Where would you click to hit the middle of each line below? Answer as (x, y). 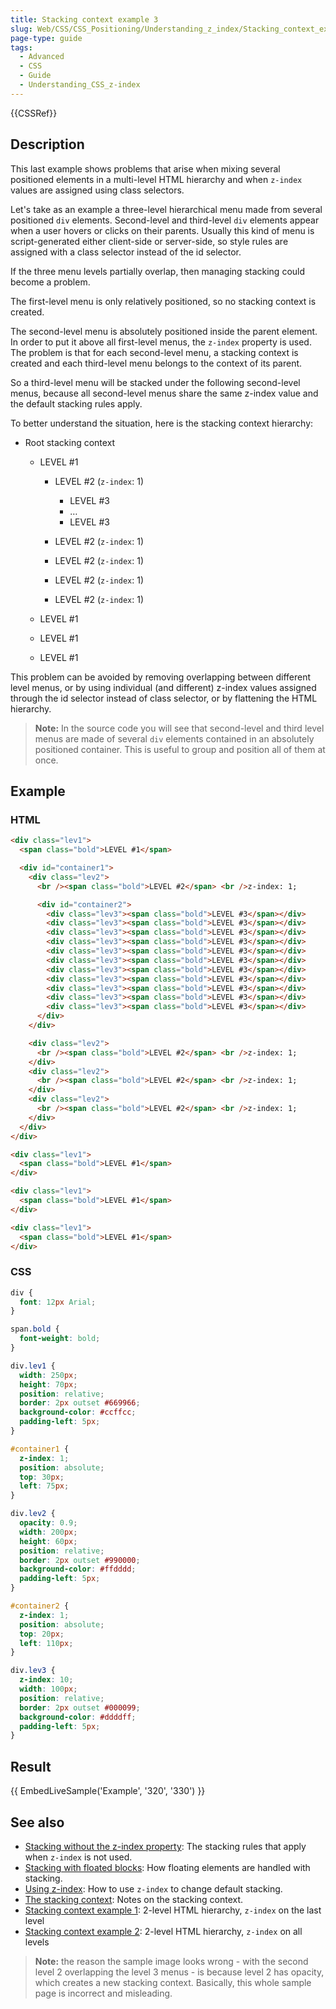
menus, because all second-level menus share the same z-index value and (164, 393)
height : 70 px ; (48, 1384)
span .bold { (35, 1329)
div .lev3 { (33, 1671)
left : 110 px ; (46, 1643)
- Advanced (42, 57)
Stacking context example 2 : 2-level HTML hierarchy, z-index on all (163, 1931)
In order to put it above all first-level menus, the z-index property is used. (161, 342)
